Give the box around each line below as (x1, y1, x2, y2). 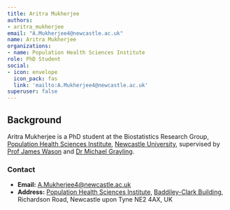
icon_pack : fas (13, 75, 58, 82)
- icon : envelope (7, 68, 58, 75)
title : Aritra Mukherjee (7, 10, 80, 17)
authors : (7, 17, 33, 24)
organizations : (7, 43, 52, 50)
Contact (7, 165, 36, 174)
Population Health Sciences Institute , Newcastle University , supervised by (7, 140, 220, 148)
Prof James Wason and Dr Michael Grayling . (7, 147, 135, 156)
